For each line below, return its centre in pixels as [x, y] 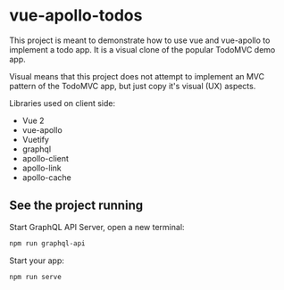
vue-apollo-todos [76, 16]
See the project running [76, 206]
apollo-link [42, 168]
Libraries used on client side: [63, 103]
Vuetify [35, 139]
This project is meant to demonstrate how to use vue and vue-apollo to [140, 40]
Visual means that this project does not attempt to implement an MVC [137, 76]
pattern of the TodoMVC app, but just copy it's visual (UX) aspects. [133, 86]
